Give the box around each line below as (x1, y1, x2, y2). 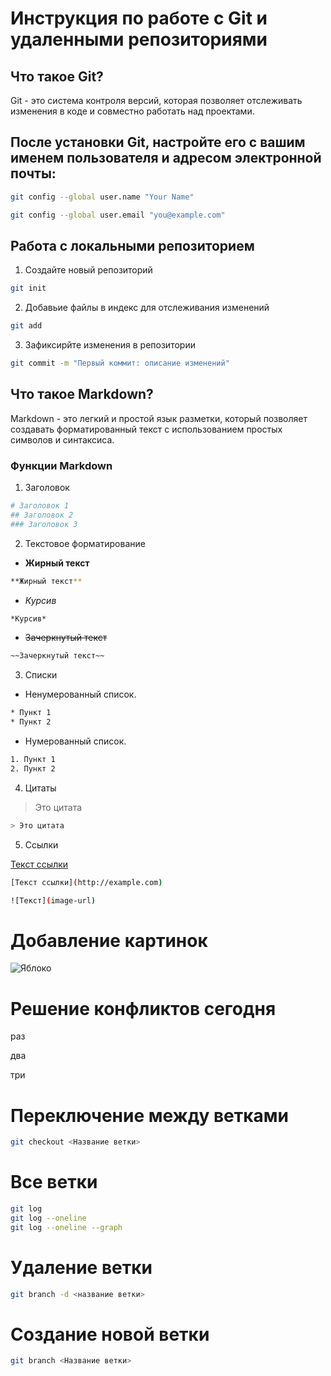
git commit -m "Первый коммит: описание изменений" (10, 358, 230, 369)
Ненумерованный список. (24, 688, 137, 701)
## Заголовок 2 (10, 510, 74, 520)
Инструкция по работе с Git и (10, 7, 268, 30)
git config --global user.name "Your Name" (10, 192, 195, 202)
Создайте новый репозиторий (24, 264, 153, 276)
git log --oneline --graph (10, 1222, 123, 1232)
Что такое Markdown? (10, 386, 154, 403)
